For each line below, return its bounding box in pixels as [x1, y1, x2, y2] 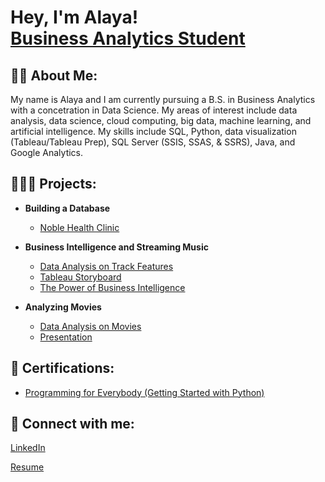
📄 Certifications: [10, 360, 115, 377]
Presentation [39, 331, 93, 343]
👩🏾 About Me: [10, 67, 98, 84]
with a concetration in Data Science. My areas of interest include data [10, 104, 298, 116]
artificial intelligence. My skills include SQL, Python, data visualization [10, 126, 297, 137]
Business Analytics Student [10, 27, 246, 50]
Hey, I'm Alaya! [10, 6, 139, 29]
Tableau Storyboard [39, 271, 122, 283]
